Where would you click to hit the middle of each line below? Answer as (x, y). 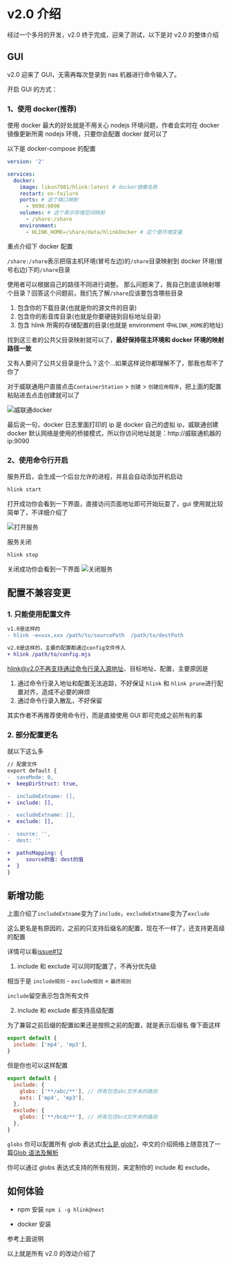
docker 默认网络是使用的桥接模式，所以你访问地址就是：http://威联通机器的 (114, 433)
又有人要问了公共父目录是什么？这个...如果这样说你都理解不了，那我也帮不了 (116, 363)
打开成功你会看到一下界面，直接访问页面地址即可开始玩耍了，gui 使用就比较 (115, 503)
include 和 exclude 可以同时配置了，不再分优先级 (87, 966)
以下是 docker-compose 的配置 (51, 149)
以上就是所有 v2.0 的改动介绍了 (51, 1253)
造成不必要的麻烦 (66, 692)
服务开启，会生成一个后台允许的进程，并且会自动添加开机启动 (95, 476)
